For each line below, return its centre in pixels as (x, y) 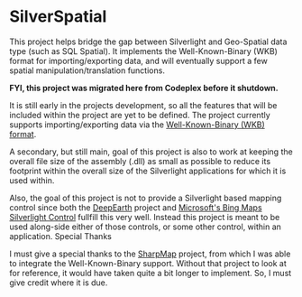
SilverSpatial (58, 17)
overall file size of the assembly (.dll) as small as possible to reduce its (140, 161)
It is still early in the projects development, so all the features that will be (143, 105)
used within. (32, 180)
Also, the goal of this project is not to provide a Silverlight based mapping (146, 198)
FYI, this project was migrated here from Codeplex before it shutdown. (144, 88)
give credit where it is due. (59, 283)
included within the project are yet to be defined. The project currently (140, 115)
